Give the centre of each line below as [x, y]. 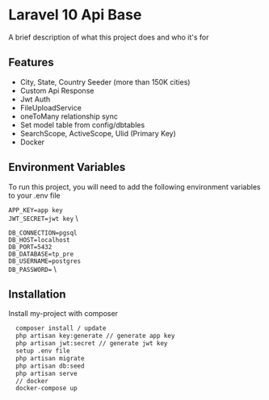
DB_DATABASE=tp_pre [41, 254]
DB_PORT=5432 [30, 247]
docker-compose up [47, 389]
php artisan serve [47, 373]
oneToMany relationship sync [69, 116]
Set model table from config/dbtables [82, 125]
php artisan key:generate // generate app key [95, 336]
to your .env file [34, 195]
